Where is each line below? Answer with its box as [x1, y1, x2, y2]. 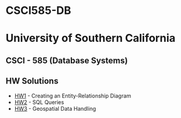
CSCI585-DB [5, 4, 71, 18]
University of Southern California [5, 31, 176, 45]
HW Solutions [5, 76, 59, 87]
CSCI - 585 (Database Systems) [5, 55, 128, 65]
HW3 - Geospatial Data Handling [14, 105, 96, 112]
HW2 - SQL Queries [14, 98, 64, 106]
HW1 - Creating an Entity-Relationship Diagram [14, 92, 131, 99]
